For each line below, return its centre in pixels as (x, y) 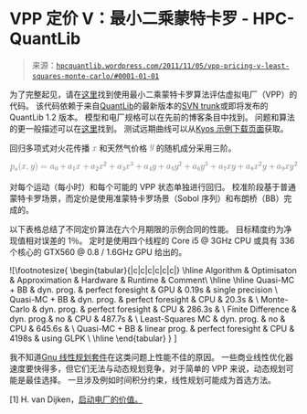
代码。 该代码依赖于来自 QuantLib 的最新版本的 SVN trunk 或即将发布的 (139, 105)
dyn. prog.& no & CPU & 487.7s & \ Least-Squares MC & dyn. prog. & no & (148, 318)
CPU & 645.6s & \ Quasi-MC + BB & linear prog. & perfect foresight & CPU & (152, 328)
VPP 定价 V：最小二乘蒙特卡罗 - (129, 19)
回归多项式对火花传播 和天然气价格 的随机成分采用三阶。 (123, 148)
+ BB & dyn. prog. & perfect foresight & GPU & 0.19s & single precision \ (144, 290)
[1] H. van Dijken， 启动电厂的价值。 (76, 399)
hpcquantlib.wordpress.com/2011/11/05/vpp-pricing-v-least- (173, 66)
